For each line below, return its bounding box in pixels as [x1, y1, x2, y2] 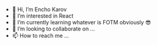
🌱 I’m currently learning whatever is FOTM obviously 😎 [12, 19, 152, 26]
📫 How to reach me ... [12, 32, 69, 39]
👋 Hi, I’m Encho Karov [12, 6, 67, 13]
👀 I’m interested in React [12, 12, 74, 19]
